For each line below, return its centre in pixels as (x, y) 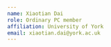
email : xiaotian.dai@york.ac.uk (54, 33)
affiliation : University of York (55, 26)
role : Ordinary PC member (44, 20)
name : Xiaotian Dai (35, 13)
